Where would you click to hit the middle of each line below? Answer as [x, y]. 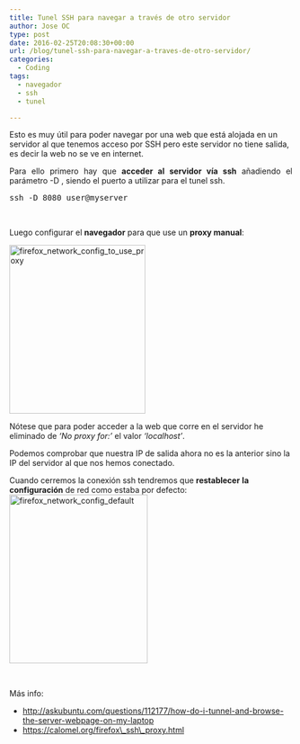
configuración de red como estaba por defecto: [98, 490]
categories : [31, 59]
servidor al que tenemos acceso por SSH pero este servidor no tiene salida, [150, 144]
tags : [19, 76]
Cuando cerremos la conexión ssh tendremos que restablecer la [129, 480]
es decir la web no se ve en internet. [76, 154]
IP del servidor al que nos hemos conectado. [92, 463]
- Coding [34, 68]
